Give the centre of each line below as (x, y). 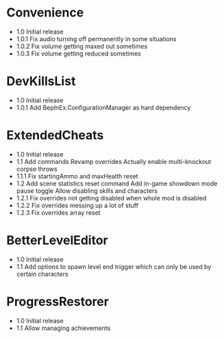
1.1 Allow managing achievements (63, 328)
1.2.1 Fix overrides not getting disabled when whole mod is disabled (111, 198)
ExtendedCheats (55, 136)
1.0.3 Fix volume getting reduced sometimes (78, 54)
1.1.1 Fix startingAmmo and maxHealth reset (77, 176)
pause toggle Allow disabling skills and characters (87, 191)
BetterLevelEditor (58, 240)
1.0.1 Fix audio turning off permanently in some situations (96, 38)
